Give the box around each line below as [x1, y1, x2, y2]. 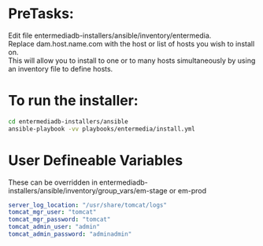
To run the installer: [8, 92, 139, 110]
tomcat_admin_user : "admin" [8, 223, 101, 231]
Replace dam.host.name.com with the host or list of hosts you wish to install [8, 39, 255, 48]
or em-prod [169, 185, 207, 195]
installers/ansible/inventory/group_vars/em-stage [8, 185, 168, 195]
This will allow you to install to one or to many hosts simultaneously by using [8, 56, 256, 65]
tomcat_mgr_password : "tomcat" [8, 215, 111, 224]
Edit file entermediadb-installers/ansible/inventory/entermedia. [8, 31, 212, 40]
